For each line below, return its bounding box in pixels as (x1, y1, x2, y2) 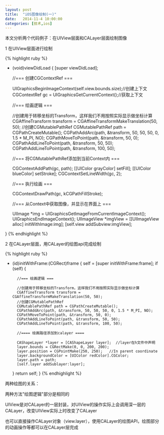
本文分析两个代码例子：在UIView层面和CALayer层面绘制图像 (5, 35, 127, 41)
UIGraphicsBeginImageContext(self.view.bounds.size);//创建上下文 (12, 86, 147, 92)
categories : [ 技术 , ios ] (5, 21, 53, 26)
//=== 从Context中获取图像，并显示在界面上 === (12, 201, 111, 207)
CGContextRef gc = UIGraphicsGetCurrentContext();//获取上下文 (12, 92, 143, 98)
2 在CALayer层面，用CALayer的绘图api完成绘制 (5, 241, 102, 247)
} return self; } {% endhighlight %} (12, 370, 82, 376)
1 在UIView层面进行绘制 (5, 45, 53, 52)
